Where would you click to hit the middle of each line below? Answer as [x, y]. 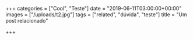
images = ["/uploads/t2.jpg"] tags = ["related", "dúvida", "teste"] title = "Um [96, 14]
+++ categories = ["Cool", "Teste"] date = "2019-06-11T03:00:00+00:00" [94, 8]
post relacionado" [27, 21]
